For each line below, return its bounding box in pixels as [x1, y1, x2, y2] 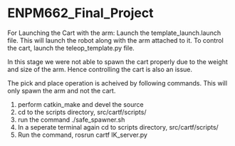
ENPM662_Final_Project [7, 5, 154, 21]
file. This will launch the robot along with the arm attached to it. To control [7, 36, 224, 44]
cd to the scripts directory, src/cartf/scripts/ [17, 108, 147, 116]
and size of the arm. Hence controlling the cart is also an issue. [7, 65, 193, 73]
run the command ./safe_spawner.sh [17, 115, 125, 124]
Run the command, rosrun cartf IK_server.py [17, 130, 148, 139]
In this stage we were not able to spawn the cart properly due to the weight [7, 57, 228, 66]
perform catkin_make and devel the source [17, 100, 144, 108]
